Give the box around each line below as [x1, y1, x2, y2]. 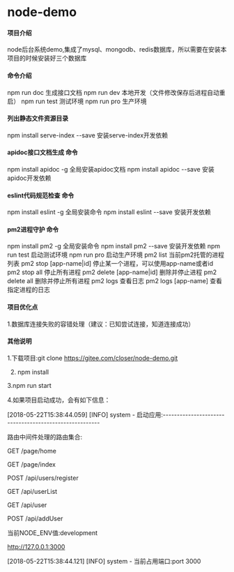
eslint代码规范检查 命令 [7, 191, 75, 200]
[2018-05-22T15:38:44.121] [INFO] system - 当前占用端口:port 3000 [7, 557, 201, 565]
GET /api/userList [7, 487, 58, 495]
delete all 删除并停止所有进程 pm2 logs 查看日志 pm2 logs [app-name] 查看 [7, 277, 223, 285]
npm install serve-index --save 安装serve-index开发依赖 [7, 130, 169, 140]
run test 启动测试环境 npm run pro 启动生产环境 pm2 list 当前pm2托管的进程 [7, 250, 225, 259]
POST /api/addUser [7, 514, 63, 522]
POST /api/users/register [7, 474, 79, 482]
